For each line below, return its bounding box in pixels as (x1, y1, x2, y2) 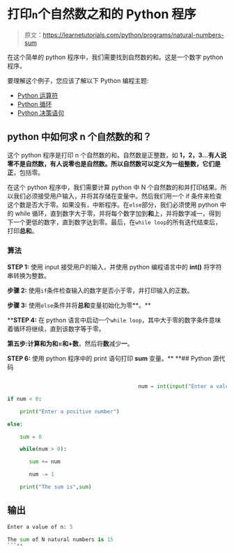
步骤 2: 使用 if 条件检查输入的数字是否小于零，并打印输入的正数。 (7, 286, 194, 295)
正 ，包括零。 (7, 168, 44, 176)
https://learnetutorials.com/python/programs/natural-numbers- (42, 31, 224, 39)
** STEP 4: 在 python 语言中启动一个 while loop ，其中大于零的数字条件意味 (7, 316, 221, 325)
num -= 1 (29, 471, 54, 478)
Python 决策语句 (17, 109, 65, 117)
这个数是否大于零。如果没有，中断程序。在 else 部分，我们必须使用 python (7, 200, 219, 209)
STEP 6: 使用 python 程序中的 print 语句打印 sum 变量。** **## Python (7, 355, 212, 363)
